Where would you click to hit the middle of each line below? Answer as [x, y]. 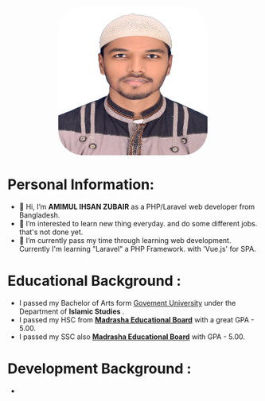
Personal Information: [81, 185]
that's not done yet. [51, 232]
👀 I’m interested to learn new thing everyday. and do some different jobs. [138, 223]
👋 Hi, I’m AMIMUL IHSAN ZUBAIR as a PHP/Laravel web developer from [137, 206]
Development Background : [99, 369]
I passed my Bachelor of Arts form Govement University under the [127, 303]
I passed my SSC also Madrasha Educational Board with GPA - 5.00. [132, 337]
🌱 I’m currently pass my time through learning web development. [125, 240]
